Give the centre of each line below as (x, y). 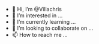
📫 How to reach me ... (40, 35)
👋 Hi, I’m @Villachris (37, 9)
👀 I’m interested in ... (37, 15)
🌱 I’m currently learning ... (44, 22)
